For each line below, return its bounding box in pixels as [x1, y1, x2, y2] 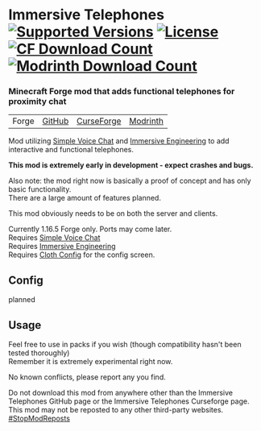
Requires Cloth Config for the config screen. [8, 250, 155, 259]
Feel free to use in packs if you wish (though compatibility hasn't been [8, 340, 242, 350]
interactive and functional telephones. [8, 145, 135, 155]
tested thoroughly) [8, 348, 70, 358]
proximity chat [8, 96, 67, 107]
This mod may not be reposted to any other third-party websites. [8, 405, 224, 415]
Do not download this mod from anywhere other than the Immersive [8, 388, 234, 398]
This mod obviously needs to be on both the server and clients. [8, 209, 218, 218]
